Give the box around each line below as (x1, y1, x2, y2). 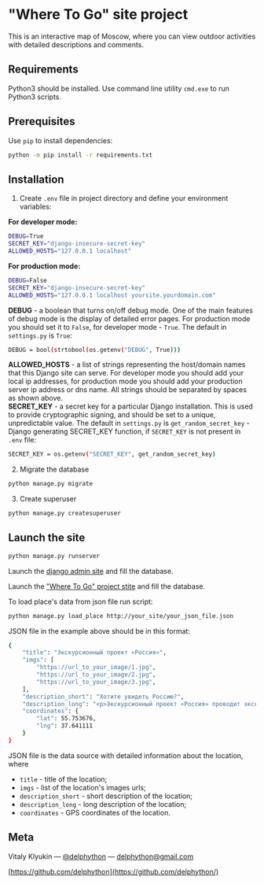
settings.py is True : (8, 331, 73, 340)
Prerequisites (8, 115, 75, 128)
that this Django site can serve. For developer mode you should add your (8, 368, 244, 378)
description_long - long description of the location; (19, 799, 187, 808)
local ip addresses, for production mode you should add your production (8, 376, 244, 387)
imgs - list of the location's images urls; (19, 782, 147, 792)
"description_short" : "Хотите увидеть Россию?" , (22, 693, 185, 701)
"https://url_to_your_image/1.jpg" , (36, 664, 156, 671)
